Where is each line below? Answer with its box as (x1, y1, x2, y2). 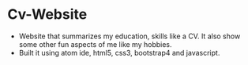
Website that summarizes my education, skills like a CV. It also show (18, 31, 241, 41)
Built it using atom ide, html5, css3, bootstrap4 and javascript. (18, 48, 220, 57)
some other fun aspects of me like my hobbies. (18, 39, 172, 49)
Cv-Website (7, 5, 88, 23)
